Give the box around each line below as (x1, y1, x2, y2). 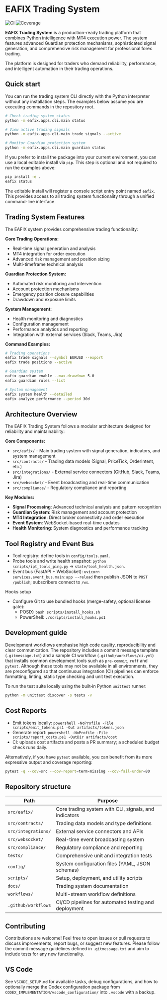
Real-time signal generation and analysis (12, 245, 96, 251)
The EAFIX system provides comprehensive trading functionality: (5, 226, 138, 232)
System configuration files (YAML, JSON (56, 860, 151, 867)
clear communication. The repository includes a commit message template (5, 647, 158, 653)
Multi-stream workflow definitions (56, 891, 136, 898)
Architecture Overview (5, 410, 78, 418)
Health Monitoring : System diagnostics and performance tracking (12, 525, 148, 531)
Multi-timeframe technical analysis (12, 261, 83, 267)
